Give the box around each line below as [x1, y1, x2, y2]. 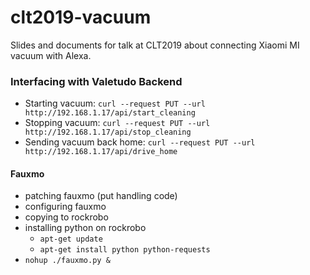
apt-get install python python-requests [39, 245, 211, 255]
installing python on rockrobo [24, 222, 147, 234]
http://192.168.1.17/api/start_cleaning [24, 108, 196, 118]
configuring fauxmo [24, 201, 107, 213]
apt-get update [39, 234, 103, 245]
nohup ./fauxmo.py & [24, 256, 111, 266]
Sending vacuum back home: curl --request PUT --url [24, 136, 256, 148]
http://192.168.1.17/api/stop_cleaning [24, 127, 192, 138]
